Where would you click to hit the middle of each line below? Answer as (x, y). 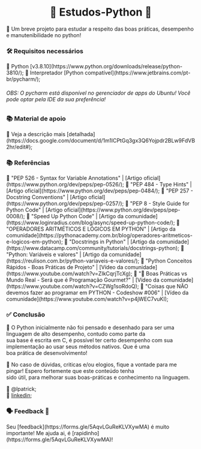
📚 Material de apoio (36, 119)
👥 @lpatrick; (21, 389)
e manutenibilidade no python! (44, 35)
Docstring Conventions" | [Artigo (47, 197)
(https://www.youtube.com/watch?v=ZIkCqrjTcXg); (69, 274)
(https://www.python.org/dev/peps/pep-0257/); (65, 204)
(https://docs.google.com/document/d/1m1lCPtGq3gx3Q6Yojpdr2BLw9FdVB (101, 140)
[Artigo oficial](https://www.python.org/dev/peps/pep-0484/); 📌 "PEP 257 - (100, 191)
